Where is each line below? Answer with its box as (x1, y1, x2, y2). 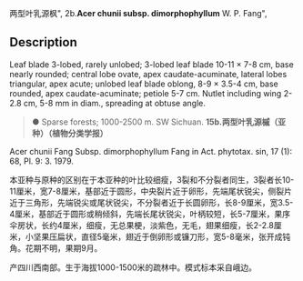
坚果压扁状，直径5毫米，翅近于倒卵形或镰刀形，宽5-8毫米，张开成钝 (33, 231, 291, 242)
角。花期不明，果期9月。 (9, 242, 103, 253)
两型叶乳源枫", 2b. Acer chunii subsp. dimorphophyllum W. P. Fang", (9, 8, 268, 18)
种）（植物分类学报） (31, 127, 108, 138)
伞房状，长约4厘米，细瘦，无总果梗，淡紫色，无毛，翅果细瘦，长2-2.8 (9, 219, 275, 230)
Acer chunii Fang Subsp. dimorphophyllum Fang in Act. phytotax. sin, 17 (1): (9, 146, 293, 156)
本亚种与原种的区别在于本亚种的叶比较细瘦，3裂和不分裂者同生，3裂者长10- (9, 174, 295, 185)
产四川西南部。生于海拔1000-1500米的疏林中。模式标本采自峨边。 (9, 262, 258, 273)
